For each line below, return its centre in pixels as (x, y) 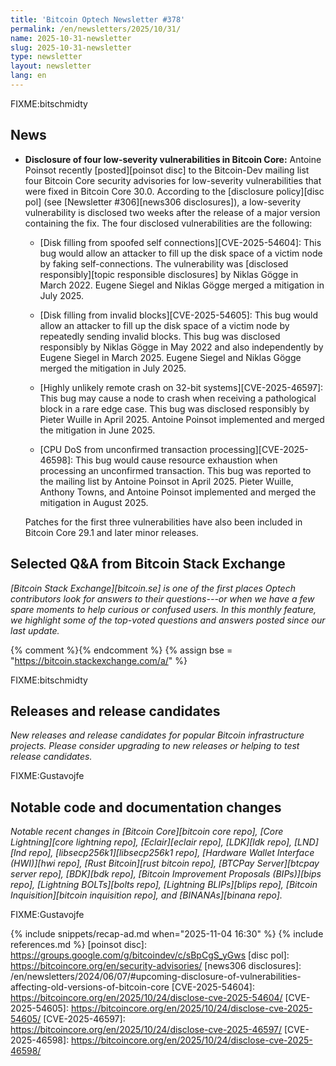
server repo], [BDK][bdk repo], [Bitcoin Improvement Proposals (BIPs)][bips (166, 874)
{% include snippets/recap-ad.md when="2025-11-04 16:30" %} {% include (167, 934)
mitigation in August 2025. (94, 502)
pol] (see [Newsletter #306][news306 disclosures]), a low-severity (163, 202)
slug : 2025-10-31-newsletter (71, 47)
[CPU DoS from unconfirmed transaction (123, 449)
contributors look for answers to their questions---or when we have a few (162, 598)
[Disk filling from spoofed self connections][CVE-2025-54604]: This (180, 242)
